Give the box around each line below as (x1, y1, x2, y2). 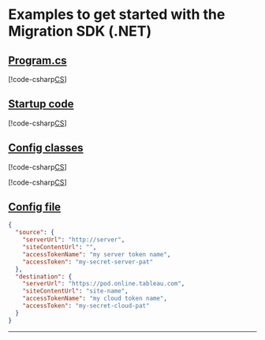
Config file (8, 200, 62, 214)
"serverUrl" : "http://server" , (22, 236, 125, 244)
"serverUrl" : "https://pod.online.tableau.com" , (22, 280, 185, 288)
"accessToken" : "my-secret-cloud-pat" (22, 302, 150, 310)
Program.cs (8, 54, 67, 67)
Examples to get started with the (8, 6, 226, 24)
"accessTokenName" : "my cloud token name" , (22, 294, 168, 303)
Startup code (8, 97, 74, 111)
